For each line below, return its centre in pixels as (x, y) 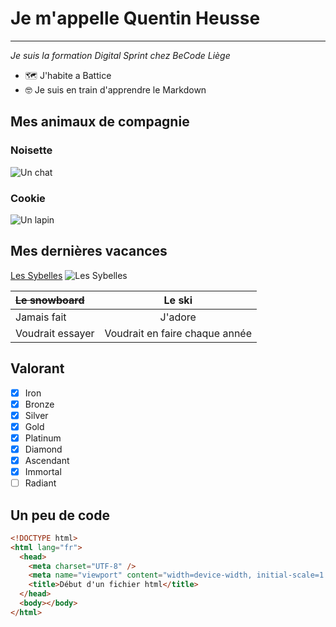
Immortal (43, 471)
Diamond (43, 449)
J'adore (178, 317)
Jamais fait (41, 317)
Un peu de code (60, 515)
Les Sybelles (36, 275)
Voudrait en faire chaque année (178, 333)
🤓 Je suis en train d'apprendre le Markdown (115, 89)
